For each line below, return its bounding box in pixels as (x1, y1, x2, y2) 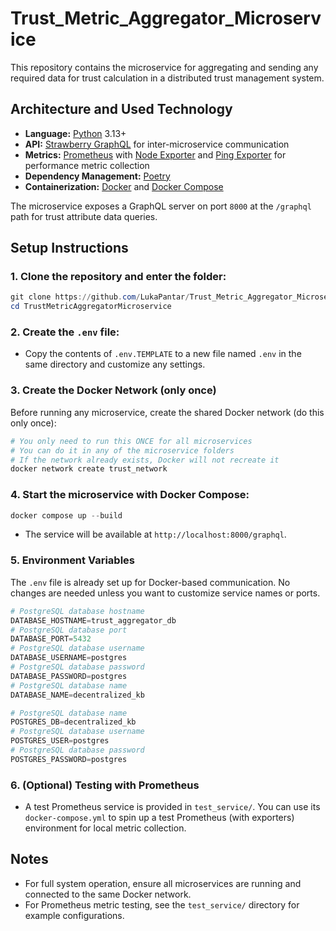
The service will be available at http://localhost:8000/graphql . (24, 528, 287, 541)
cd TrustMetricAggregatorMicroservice (10, 302, 172, 312)
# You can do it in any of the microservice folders (10, 445, 235, 456)
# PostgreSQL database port (10, 625, 128, 635)
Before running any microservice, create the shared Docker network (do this (10, 406, 325, 418)
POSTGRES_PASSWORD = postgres (10, 754, 128, 764)
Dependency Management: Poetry (24, 170, 171, 182)
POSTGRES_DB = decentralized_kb (10, 717, 137, 727)
